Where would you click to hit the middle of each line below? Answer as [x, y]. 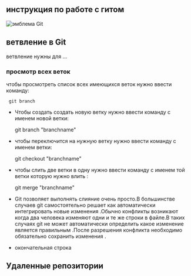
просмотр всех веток [38, 71]
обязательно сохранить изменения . [61, 236]
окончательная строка [43, 247]
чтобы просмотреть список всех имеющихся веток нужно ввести [89, 84]
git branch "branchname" [45, 130]
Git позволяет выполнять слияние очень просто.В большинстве [95, 199]
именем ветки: [33, 147]
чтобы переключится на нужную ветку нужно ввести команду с [95, 141]
